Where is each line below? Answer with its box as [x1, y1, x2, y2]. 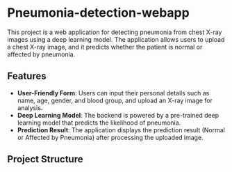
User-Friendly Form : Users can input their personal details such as [17, 88, 210, 97]
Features [7, 70, 47, 82]
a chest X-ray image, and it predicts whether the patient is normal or [7, 42, 203, 51]
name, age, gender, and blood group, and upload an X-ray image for [17, 96, 213, 104]
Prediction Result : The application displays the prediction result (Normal [17, 125, 226, 134]
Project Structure [7, 153, 83, 165]
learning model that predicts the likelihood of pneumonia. [17, 118, 181, 127]
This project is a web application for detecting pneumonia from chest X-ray [7, 28, 222, 36]
